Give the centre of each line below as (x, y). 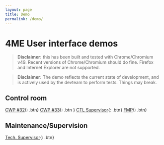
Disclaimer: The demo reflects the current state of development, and (88, 77)
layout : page (19, 10)
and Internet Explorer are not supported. (59, 68)
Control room (26, 98)
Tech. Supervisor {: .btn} (30, 137)
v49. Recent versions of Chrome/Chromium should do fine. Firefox (85, 62)
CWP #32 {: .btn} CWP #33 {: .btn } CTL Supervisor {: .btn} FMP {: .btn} (76, 110)
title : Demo (17, 14)
